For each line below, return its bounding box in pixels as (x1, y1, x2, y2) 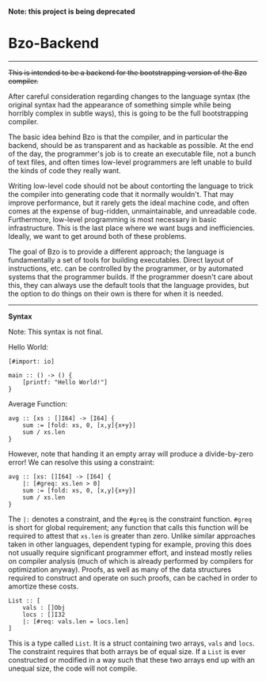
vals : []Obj (22, 603, 66, 611)
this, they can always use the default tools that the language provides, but (8, 280, 249, 289)
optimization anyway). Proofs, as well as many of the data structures (8, 565, 232, 574)
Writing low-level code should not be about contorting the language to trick (8, 181, 253, 191)
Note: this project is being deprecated (8, 7, 136, 16)
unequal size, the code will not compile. (8, 664, 138, 673)
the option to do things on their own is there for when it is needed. (8, 289, 224, 298)
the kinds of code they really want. (8, 165, 121, 175)
